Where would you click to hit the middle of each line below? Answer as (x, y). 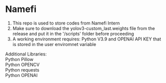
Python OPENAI (21, 75)
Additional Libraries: (26, 54)
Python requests (22, 70)
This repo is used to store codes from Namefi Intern (66, 23)
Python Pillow (19, 59)
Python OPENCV (22, 64)
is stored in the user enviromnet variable (54, 44)
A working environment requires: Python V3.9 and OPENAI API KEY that (87, 39)
